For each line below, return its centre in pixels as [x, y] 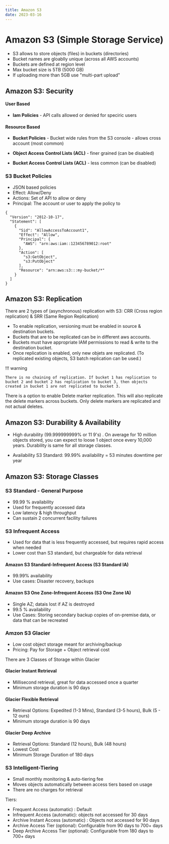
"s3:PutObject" [39, 261]
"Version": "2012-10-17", [37, 217]
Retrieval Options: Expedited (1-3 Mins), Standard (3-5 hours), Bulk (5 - [86, 710]
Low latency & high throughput [44, 513]
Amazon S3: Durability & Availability [63, 422]
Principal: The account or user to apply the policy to [66, 203]
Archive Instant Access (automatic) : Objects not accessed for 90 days [86, 820]
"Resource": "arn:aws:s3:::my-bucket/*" [62, 270]
